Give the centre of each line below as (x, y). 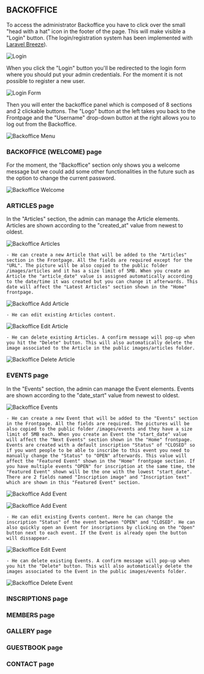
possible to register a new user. (46, 81)
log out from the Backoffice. (42, 124)
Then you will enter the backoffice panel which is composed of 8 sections (99, 104)
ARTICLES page (30, 206)
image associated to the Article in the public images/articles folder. (101, 348)
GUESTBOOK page (35, 648)
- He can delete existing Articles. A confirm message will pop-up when (101, 338)
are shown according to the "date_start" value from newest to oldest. (93, 395)
